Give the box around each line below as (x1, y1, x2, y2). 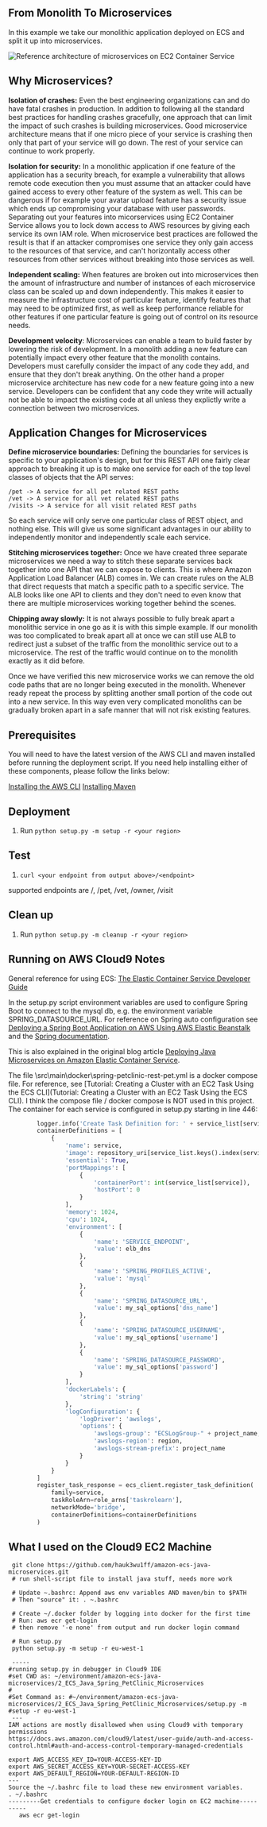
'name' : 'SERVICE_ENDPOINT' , (93, 1238, 191, 1246)
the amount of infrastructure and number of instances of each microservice (8, 278, 256, 288)
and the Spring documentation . (8, 1031, 110, 1041)
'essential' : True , (64, 1156, 130, 1165)
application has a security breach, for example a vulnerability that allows (8, 170, 246, 180)
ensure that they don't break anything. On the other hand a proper (8, 369, 225, 379)
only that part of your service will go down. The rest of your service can (8, 137, 244, 147)
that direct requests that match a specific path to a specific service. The (8, 581, 244, 591)
